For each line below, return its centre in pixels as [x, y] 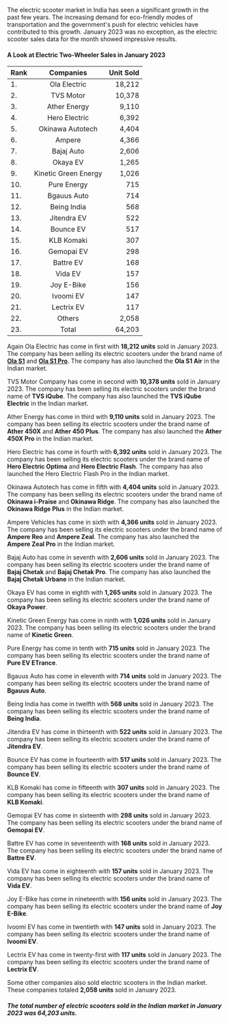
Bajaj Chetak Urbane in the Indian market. [67, 580]
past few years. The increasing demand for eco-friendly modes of [100, 17]
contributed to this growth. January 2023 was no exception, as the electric [112, 32]
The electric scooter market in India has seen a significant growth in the [108, 10]
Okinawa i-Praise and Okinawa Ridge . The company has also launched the [113, 502]
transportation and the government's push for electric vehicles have [103, 24]
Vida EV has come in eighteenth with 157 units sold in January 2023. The [110, 871]
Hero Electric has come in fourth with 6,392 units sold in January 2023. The [114, 452]
